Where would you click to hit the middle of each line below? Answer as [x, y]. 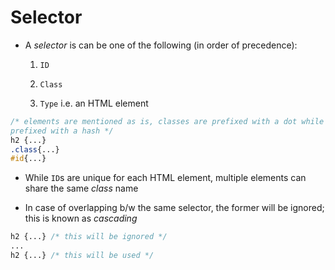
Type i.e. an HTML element [94, 103]
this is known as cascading [81, 218]
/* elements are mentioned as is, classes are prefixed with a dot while [167, 121]
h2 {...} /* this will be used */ [82, 256]
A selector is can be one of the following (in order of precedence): [161, 45]
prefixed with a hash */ [62, 131]
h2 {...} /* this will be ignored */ [89, 237]
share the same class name [81, 188]
